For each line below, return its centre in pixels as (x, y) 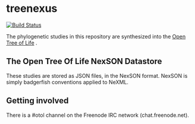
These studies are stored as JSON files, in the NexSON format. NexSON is (97, 75)
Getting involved (37, 101)
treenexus (32, 9)
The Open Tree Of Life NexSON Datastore (84, 61)
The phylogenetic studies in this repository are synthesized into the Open (96, 36)
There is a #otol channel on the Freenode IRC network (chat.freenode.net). (97, 115)
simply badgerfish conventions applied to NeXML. (67, 82)
